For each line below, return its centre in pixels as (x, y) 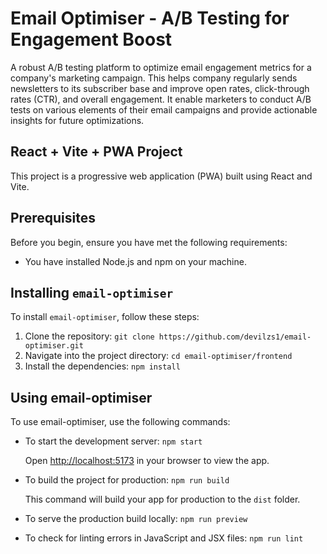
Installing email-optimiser (92, 292)
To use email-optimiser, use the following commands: (120, 422)
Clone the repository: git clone (89, 336)
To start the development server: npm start (113, 441)
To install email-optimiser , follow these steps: (105, 317)
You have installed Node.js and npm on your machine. (135, 261)
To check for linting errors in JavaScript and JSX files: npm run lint (164, 538)
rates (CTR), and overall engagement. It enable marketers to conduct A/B (161, 99)
